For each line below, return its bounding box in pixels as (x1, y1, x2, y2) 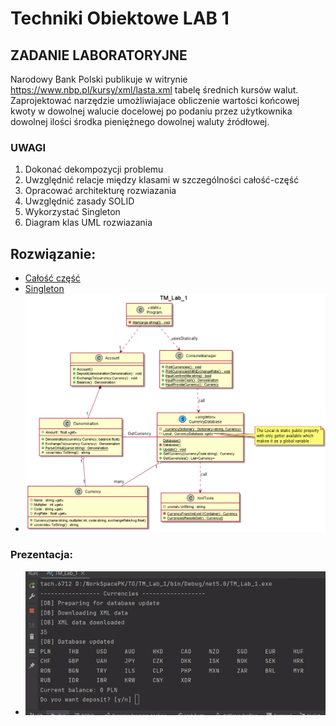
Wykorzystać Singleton (24, 206, 121, 218)
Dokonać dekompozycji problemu (24, 163, 164, 176)
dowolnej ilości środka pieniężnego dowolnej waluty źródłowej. (10, 116, 270, 127)
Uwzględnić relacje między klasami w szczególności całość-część (24, 174, 300, 186)
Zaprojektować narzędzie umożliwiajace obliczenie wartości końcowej (10, 95, 300, 106)
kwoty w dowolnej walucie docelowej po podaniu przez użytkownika (10, 105, 293, 117)
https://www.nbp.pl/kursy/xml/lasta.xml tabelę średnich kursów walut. (10, 84, 299, 96)
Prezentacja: (10, 548, 73, 562)
